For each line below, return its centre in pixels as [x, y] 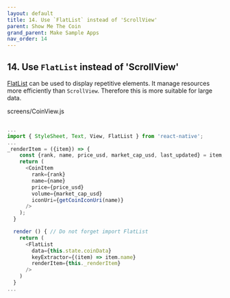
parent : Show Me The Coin [44, 26]
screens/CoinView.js [36, 111]
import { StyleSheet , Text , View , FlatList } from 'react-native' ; [105, 136]
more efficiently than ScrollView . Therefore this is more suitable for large [110, 91]
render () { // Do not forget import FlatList [81, 232]
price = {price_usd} [58, 187]
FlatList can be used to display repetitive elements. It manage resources [108, 83]
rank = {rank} [49, 175]
